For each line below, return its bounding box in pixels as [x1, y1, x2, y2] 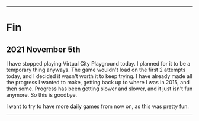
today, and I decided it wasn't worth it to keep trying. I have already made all [6, 73, 192, 80]
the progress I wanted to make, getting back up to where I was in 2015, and [6, 79, 190, 86]
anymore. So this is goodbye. [6, 91, 78, 98]
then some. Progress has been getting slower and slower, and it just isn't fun [6, 85, 193, 92]
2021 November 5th [6, 44, 81, 54]
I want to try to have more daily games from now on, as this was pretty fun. [6, 103, 190, 110]
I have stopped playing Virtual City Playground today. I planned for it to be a [6, 60, 191, 67]
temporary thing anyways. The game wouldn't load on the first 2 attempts [6, 66, 186, 73]
